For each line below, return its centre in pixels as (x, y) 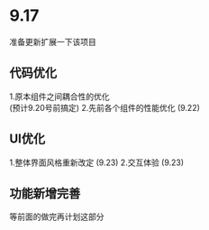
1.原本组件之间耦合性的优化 (59, 97)
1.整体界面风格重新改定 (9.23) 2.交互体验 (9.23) (97, 162)
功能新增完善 (45, 193)
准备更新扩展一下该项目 (53, 41)
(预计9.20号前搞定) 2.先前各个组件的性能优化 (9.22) (105, 107)
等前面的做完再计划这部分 (57, 216)
